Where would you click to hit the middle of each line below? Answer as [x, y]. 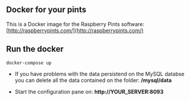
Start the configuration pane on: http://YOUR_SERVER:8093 [89, 91]
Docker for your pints [46, 10]
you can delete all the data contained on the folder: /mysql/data [93, 80]
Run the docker [35, 49]
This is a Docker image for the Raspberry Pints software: [75, 24]
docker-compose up [29, 63]
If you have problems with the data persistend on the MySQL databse [100, 74]
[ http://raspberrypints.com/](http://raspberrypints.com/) [75, 30]
